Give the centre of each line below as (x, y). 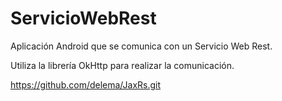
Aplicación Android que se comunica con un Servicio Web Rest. (141, 46)
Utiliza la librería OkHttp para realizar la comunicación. (122, 65)
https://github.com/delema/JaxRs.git (86, 84)
